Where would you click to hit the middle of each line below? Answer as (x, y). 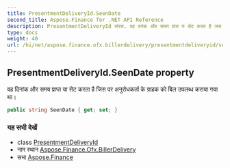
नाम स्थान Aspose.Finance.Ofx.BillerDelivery (76, 149)
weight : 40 (23, 39)
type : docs (23, 32)
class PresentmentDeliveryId (57, 142)
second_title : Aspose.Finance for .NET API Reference (86, 20)
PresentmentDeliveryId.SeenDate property (101, 73)
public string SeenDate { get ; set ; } (62, 110)
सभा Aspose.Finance (45, 157)
